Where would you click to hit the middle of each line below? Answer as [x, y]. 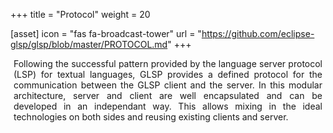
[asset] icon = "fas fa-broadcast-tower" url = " [106, 33]
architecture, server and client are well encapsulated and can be [168, 95]
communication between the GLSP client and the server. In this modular [168, 85]
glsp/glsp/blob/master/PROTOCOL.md [89, 44]
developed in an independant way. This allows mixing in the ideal [168, 106]
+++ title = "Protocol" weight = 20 [80, 14]
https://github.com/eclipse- [258, 33]
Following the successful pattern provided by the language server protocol [168, 63]
